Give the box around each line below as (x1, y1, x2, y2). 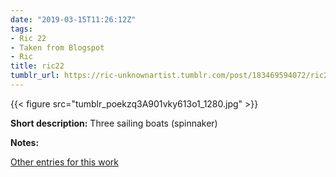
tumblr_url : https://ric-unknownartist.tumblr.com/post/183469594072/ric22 (10, 71, 333, 81)
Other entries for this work (10, 156, 119, 168)
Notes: (10, 136, 40, 148)
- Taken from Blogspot (10, 42, 105, 53)
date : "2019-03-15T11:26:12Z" (10, 14, 137, 25)
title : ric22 (10, 61, 65, 71)
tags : (10, 24, 33, 34)
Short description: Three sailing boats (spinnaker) (10, 117, 218, 129)
